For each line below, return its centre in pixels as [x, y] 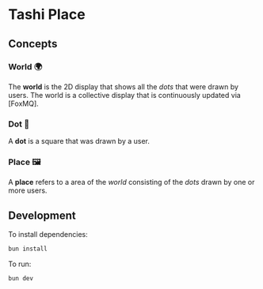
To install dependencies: [48, 235]
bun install [28, 249]
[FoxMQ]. [24, 103]
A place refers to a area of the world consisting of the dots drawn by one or [131, 182]
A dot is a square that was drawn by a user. [79, 141]
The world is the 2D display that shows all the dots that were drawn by [124, 86]
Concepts [33, 44]
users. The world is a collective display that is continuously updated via [125, 95]
